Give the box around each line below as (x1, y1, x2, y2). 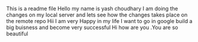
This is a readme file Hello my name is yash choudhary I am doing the (6, 5, 178, 12)
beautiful (6, 30, 28, 37)
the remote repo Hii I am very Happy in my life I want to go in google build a (6, 18, 193, 24)
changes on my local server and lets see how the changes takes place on (6, 11, 188, 18)
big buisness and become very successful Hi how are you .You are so (6, 24, 178, 31)
